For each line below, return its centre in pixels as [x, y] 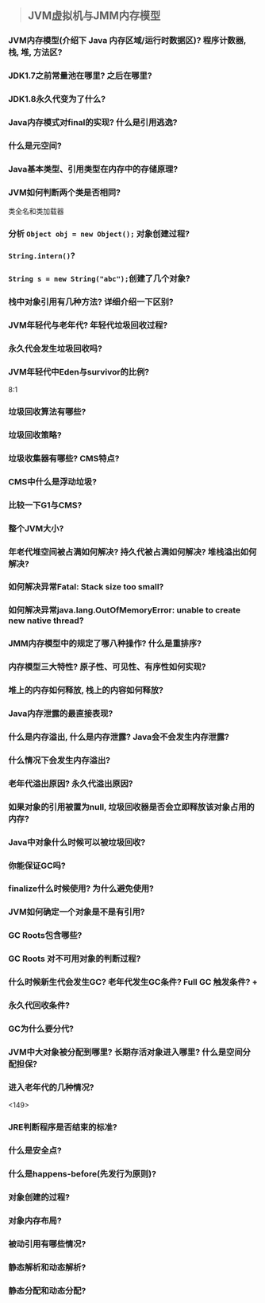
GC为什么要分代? [41, 1029]
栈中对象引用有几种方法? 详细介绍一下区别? [91, 301]
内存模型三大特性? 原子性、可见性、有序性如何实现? [107, 667]
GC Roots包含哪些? [45, 935]
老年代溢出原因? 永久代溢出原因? [71, 784]
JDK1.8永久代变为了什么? [57, 99]
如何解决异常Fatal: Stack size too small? [86, 587]
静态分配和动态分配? [47, 1290]
